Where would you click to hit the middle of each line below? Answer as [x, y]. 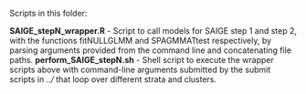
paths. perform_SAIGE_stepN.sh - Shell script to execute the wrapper [142, 60]
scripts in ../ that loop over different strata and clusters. [113, 79]
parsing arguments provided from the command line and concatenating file [151, 50]
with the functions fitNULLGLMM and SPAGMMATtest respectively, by [141, 41]
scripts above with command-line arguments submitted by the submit [140, 69]
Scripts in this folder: [48, 13]
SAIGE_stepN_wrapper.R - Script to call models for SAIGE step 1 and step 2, [153, 31]
